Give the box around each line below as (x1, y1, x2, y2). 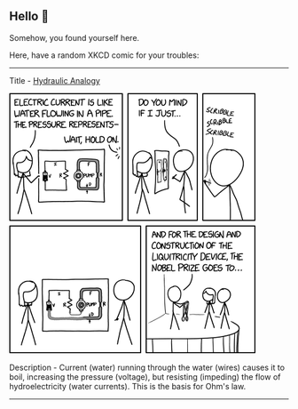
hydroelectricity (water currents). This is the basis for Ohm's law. (9, 381, 247, 391)
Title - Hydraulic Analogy (9, 75, 100, 85)
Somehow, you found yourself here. (9, 32, 140, 43)
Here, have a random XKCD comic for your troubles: (9, 50, 200, 60)
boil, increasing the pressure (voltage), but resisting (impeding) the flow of (9, 371, 281, 382)
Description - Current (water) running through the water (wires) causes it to (9, 362, 286, 373)
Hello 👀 (9, 9, 50, 24)
